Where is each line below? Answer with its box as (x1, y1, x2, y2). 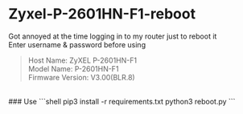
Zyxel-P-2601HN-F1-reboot (8, 5, 196, 23)
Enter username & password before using (8, 39, 146, 49)
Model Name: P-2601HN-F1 (27, 63, 119, 73)
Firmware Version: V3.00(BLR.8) (27, 72, 135, 82)
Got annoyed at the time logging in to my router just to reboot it (8, 31, 217, 41)
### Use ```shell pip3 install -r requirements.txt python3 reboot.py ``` (8, 96, 236, 106)
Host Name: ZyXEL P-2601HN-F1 (27, 55, 138, 65)
